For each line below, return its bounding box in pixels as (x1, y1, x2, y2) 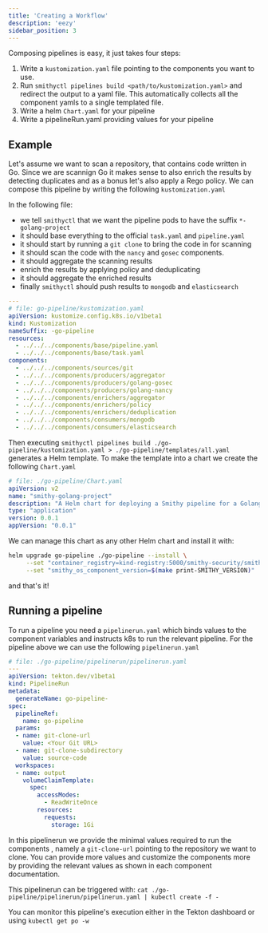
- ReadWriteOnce (43, 799, 98, 807)
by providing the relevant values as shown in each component (8, 860, 213, 870)
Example (8, 137, 53, 152)
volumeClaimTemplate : (22, 776, 94, 785)
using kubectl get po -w (8, 915, 89, 925)
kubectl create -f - (151, 893, 219, 901)
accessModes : (37, 791, 81, 799)
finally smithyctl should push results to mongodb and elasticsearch (19, 282, 239, 291)
